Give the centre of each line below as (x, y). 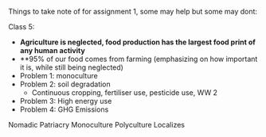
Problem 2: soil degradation (65, 84)
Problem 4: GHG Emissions (64, 109)
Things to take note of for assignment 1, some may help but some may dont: (133, 11)
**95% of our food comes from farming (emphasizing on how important (139, 59)
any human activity (52, 50)
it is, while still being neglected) (71, 67)
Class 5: (22, 27)
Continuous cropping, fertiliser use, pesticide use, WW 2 (124, 93)
